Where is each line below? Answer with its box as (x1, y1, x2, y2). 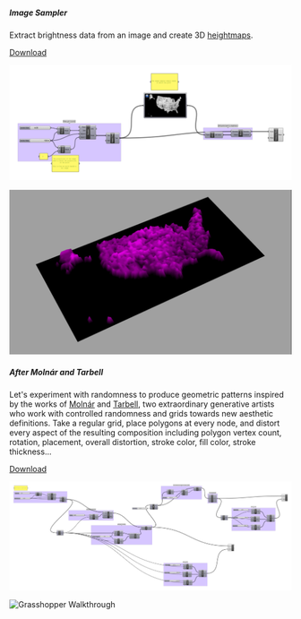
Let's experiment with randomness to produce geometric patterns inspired (9, 390, 285, 400)
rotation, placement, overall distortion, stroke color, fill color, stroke (9, 437, 256, 447)
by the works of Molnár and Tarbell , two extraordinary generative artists (9, 399, 275, 409)
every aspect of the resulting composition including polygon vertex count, (9, 427, 282, 438)
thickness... (9, 446, 52, 457)
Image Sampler (9, 7, 68, 18)
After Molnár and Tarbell (9, 366, 104, 377)
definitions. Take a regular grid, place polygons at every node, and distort (9, 417, 280, 428)
